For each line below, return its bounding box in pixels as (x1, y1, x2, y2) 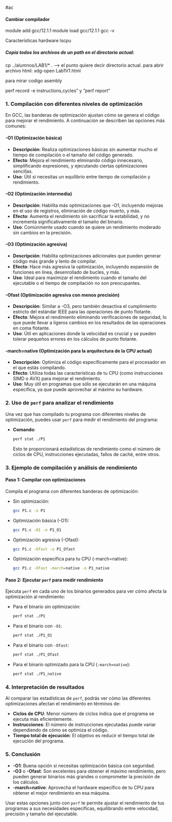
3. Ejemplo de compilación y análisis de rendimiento (5, 464, 138, 471)
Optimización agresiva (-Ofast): (12, 537, 80, 543)
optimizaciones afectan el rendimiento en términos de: (5, 701, 121, 707)
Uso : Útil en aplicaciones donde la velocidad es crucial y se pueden (12, 331, 157, 337)
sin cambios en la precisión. (12, 229, 72, 235)
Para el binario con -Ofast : (12, 642, 69, 648)
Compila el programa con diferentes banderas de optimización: (5, 488, 139, 494)
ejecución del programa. (12, 738, 65, 744)
